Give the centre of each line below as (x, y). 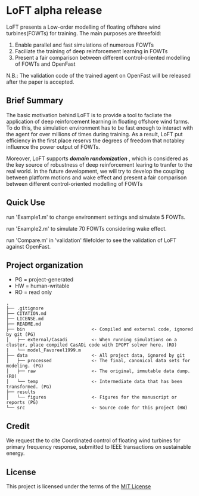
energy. (15, 453)
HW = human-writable (42, 286)
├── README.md (24, 324)
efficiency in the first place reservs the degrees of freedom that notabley (95, 140)
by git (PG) (21, 335)
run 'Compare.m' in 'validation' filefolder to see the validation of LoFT (91, 240)
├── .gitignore (25, 308)
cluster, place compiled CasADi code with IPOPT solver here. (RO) (92, 345)
